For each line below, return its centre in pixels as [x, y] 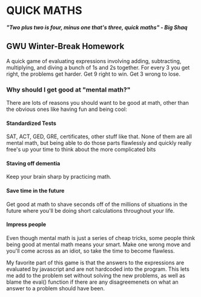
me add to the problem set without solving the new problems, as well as [96, 275]
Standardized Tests [31, 123]
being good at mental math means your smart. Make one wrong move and [98, 244]
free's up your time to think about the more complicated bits [81, 150]
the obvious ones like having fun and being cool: [67, 109]
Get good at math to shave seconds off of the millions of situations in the [97, 204]
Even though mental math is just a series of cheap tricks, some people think [101, 238]
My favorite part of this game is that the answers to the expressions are [95, 262]
